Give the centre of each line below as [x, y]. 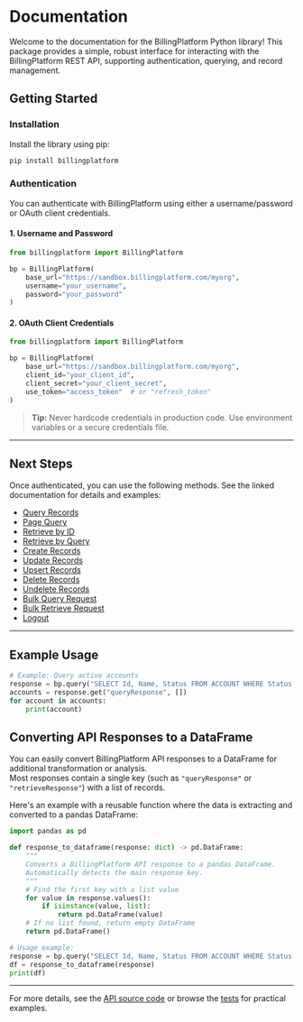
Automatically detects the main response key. [115, 872]
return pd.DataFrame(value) [110, 915]
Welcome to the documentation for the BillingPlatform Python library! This [146, 41]
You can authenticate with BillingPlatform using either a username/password [151, 203]
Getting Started [54, 99]
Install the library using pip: [60, 144]
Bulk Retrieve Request [64, 608]
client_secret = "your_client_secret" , [96, 383]
